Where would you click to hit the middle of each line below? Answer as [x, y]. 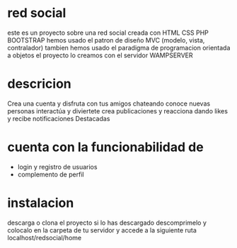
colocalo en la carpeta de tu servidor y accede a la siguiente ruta [102, 230]
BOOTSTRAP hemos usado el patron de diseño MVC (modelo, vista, [106, 40]
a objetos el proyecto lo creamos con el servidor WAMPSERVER [100, 55]
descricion [40, 84]
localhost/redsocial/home [45, 237]
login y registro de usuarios [57, 167]
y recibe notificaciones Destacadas [59, 118]
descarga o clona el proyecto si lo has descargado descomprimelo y [107, 222]
